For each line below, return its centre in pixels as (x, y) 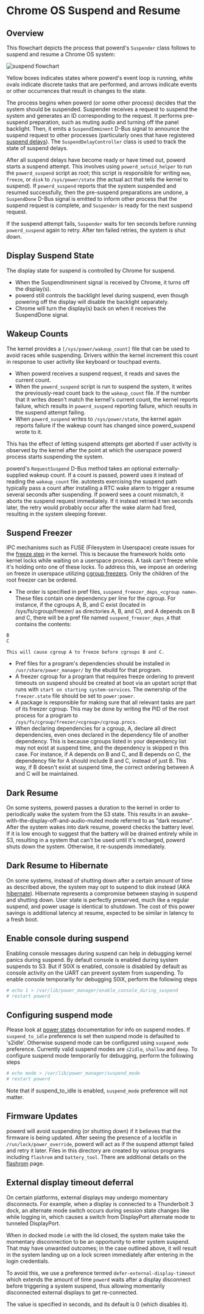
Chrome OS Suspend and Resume (93, 11)
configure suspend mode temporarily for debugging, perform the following (100, 1056)
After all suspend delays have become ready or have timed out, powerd (96, 160)
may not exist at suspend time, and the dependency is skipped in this (102, 748)
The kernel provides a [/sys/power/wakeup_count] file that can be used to (98, 348)
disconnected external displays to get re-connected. (72, 1292)
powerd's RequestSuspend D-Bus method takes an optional (79, 468)
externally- (167, 468)
